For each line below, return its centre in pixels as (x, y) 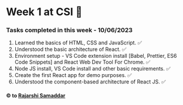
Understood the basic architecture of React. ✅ (70, 50)
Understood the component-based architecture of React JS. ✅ (90, 82)
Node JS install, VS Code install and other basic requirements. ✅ (93, 69)
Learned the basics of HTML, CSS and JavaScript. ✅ (78, 43)
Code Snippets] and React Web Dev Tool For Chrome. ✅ (82, 62)
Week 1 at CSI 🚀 (44, 12)
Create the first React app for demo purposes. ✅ (73, 75)
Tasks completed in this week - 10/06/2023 (70, 30)
